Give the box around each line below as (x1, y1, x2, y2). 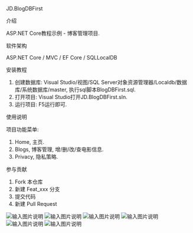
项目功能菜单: (6, 126, 40, 133)
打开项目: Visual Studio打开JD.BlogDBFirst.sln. (14, 94, 128, 100)
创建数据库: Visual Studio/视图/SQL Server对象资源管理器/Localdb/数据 (14, 79, 188, 86)
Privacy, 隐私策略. (14, 153, 58, 160)
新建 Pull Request (14, 201, 57, 207)
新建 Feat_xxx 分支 (14, 186, 60, 192)
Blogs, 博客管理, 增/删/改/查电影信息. (14, 146, 104, 153)
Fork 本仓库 (14, 178, 43, 185)
